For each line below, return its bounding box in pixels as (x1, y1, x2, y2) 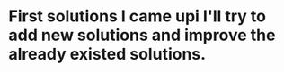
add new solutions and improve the (8, 25, 276, 45)
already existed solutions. (8, 44, 207, 64)
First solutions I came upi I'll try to (8, 6, 267, 27)
